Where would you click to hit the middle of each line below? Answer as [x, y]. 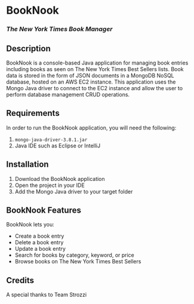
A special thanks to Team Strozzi [47, 295]
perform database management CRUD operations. [68, 94]
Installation [27, 165]
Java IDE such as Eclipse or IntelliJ [57, 145]
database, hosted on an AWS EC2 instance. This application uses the [91, 82]
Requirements [33, 113]
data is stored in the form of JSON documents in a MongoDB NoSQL [90, 75]
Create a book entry [39, 236]
